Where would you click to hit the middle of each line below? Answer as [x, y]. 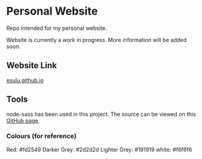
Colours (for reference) [41, 136]
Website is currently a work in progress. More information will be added [96, 40]
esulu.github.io [25, 80]
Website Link [32, 65]
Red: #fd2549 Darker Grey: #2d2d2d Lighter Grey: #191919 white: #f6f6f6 [99, 149]
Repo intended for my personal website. [57, 28]
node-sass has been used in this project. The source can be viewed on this [101, 114]
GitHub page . [23, 121]
